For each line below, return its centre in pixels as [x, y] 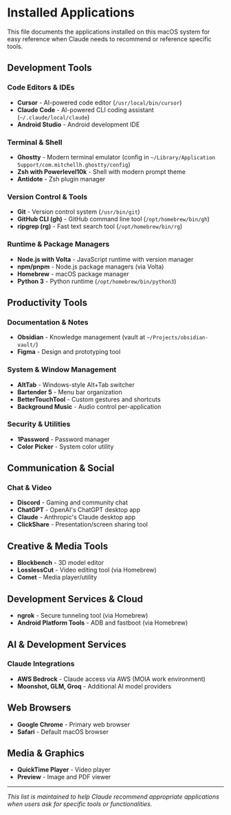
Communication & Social [61, 468]
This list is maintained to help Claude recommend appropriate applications [113, 797]
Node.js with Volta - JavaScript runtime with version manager [105, 259]
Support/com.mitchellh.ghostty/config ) [74, 164]
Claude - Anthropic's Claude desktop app [76, 517]
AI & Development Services [67, 644]
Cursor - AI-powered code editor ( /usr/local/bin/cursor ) [99, 102]
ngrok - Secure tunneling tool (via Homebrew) [82, 616]
